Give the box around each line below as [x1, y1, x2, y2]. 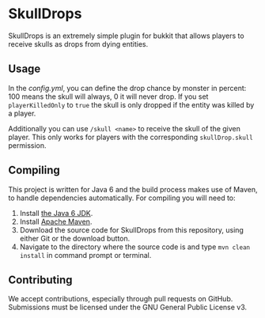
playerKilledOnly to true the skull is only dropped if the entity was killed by [8, 100, 255, 109]
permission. [8, 140, 47, 150]
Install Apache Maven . [19, 217, 93, 226]
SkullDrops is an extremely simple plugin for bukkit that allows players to [8, 31, 244, 40]
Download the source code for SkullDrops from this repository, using [19, 225, 244, 234]
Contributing [8, 273, 73, 286]
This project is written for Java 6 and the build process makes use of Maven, [8, 184, 258, 194]
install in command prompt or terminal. [19, 250, 152, 259]
